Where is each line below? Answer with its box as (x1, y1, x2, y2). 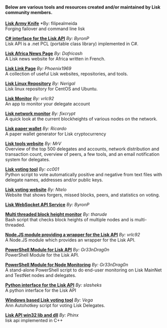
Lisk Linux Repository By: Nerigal (5, 81, 75, 87)
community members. (5, 9, 53, 15)
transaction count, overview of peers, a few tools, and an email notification (5, 151, 159, 157)
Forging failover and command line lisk (5, 26, 85, 32)
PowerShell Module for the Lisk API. (5, 252, 79, 258)
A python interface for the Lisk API (5, 287, 77, 293)
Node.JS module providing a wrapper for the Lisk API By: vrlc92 (5, 232, 140, 238)
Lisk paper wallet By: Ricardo (5, 126, 67, 132)
